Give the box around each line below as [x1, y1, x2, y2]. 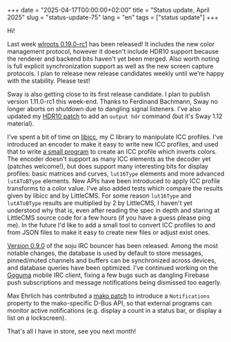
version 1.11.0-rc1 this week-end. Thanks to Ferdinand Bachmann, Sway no [7, 97, 219, 106]
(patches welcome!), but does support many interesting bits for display [7, 162, 209, 170]
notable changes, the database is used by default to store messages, [7, 249, 203, 257]
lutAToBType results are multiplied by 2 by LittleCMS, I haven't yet [7, 199, 193, 207]
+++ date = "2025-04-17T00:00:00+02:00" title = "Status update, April [7, 6, 210, 14]
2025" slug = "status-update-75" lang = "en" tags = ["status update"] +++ [7, 13, 219, 21]
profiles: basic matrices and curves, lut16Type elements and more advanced [7, 169, 225, 178]
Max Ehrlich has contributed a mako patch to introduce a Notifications [7, 292, 210, 300]
